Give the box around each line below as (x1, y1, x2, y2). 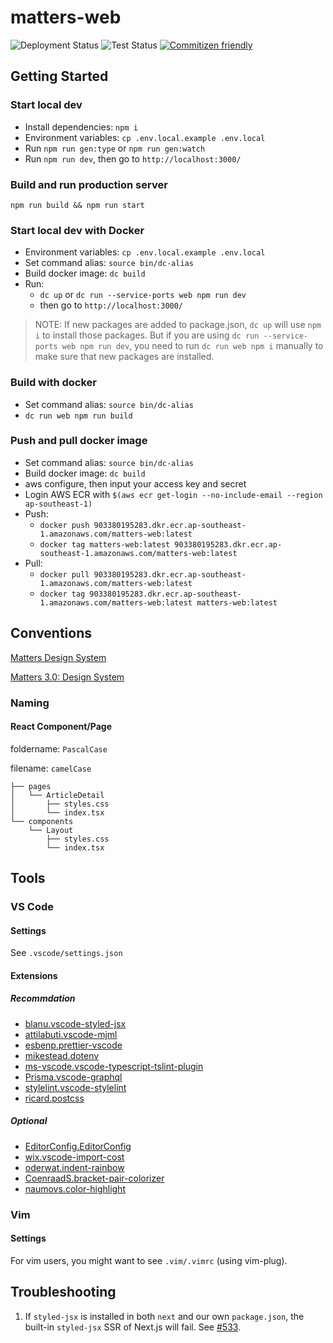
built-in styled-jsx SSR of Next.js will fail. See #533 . (24, 1321, 242, 1333)
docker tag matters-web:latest (39, 539, 171, 550)
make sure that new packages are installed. (34, 351, 215, 363)
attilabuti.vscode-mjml (24, 1028, 118, 1040)
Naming (10, 696, 50, 710)
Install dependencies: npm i (24, 121, 138, 133)
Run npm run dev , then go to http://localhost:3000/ (24, 152, 242, 165)
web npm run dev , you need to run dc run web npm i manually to (61, 340, 324, 352)
